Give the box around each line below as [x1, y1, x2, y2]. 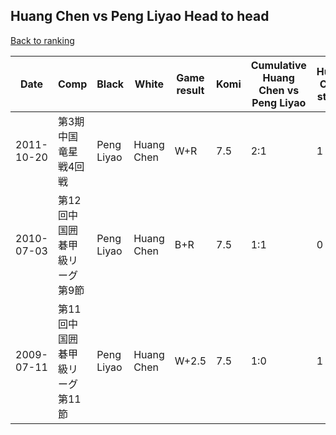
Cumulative [250, 58, 307, 72]
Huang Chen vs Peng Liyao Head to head [10, 8, 270, 25]
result [176, 83, 205, 97]
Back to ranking [10, 34, 75, 46]
